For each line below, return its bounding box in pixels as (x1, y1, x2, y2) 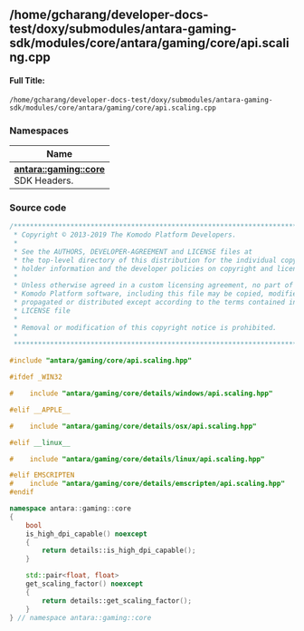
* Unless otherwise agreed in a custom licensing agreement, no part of (13, 281, 294, 290)
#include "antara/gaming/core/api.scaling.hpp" (9, 356, 193, 365)
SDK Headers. (14, 174, 74, 187)
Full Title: (9, 74, 45, 85)
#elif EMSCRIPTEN (9, 471, 75, 480)
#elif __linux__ (9, 438, 71, 447)
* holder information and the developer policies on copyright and (13, 264, 273, 273)
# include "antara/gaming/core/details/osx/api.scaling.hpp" (9, 422, 257, 431)
